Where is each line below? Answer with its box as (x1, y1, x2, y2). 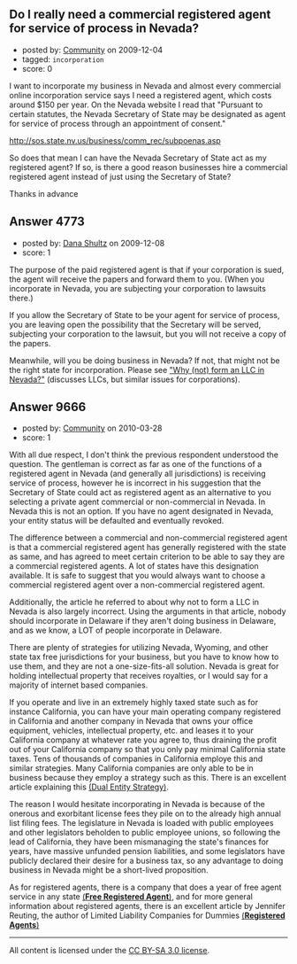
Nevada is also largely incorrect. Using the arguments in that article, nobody (9, 606, 286, 617)
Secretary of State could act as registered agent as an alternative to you (9, 487, 271, 498)
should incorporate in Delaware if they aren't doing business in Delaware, (9, 616, 277, 626)
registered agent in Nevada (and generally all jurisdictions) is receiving (9, 469, 267, 479)
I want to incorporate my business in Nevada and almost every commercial (9, 80, 281, 91)
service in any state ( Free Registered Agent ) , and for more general (9, 891, 254, 902)
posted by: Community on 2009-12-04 (21, 44, 164, 55)
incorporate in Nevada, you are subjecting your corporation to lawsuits (9, 283, 267, 293)
